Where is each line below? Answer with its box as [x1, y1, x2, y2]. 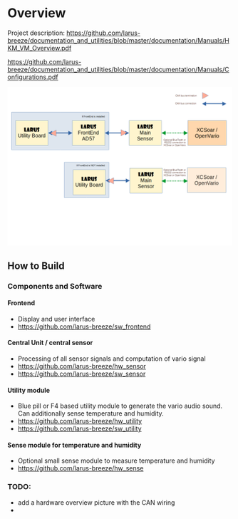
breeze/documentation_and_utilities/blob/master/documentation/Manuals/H [7, 36, 229, 44]
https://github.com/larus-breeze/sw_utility [17, 424, 142, 433]
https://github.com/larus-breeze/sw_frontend [17, 322, 151, 331]
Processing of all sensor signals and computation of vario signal [17, 354, 206, 363]
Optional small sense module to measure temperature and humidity [17, 456, 215, 465]
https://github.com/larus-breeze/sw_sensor [17, 369, 146, 378]
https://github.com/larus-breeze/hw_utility [17, 417, 143, 426]
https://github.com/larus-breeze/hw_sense [17, 464, 144, 473]
